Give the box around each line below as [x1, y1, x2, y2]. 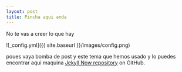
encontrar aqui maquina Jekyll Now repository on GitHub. [6, 59, 146, 66]
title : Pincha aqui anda [6, 14, 67, 20]
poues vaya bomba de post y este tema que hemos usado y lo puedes [6, 53, 176, 60]
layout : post [6, 8, 38, 15]
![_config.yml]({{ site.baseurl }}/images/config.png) [6, 42, 130, 49]
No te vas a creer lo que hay [6, 30, 75, 37]
